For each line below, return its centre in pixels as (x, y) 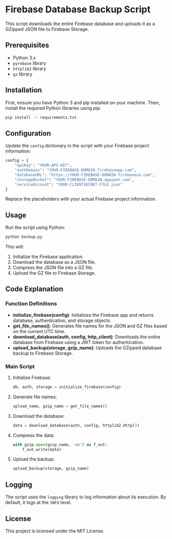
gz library (22, 74)
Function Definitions (31, 304)
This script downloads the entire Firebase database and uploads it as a (80, 24)
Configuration (28, 133)
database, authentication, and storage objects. (62, 320)
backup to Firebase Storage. (43, 353)
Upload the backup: (34, 459)
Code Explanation (34, 289)
